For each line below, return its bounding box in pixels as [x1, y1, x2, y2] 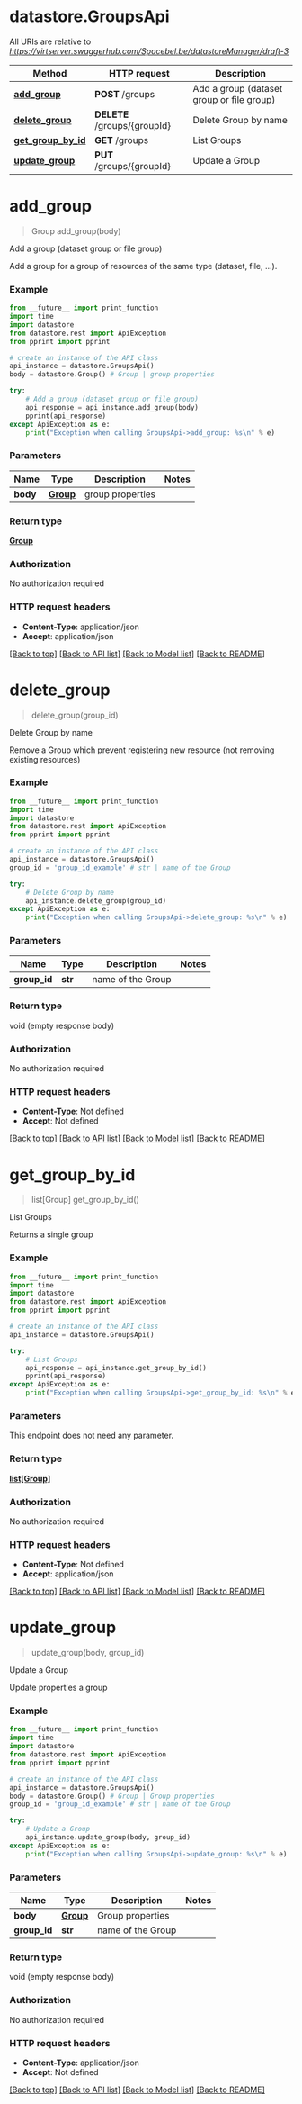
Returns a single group [9, 1229, 93, 1240]
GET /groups [93, 133, 149, 146]
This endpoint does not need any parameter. [9, 1430, 173, 1441]
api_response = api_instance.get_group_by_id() [25, 1363, 207, 1372]
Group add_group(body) [31, 225, 121, 236]
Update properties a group [9, 1682, 108, 1693]
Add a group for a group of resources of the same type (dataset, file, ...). [9, 260, 278, 271]
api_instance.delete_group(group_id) [25, 896, 167, 906]
